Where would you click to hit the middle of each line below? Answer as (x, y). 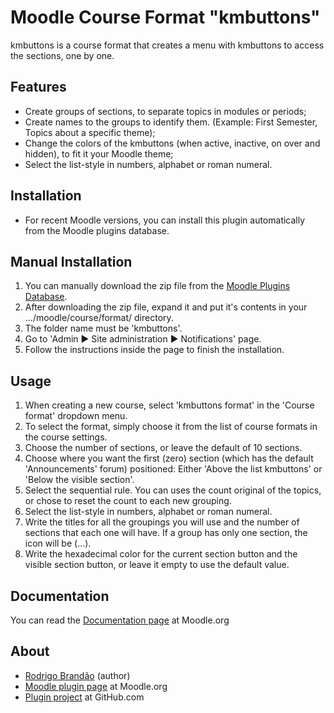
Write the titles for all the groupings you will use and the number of (162, 522)
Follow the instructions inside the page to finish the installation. (154, 350)
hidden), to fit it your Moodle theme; (99, 153)
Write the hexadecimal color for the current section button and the (161, 554)
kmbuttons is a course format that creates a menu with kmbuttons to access (167, 45)
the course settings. (66, 437)
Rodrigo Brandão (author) (77, 675)
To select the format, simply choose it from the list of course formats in (171, 427)
